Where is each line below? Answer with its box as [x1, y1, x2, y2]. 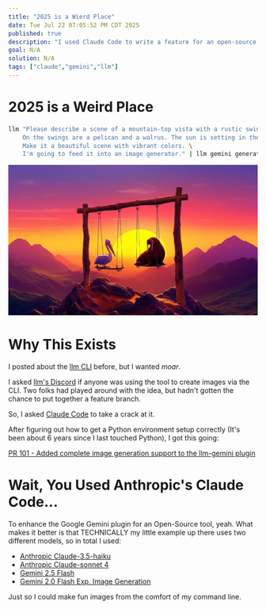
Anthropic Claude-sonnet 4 [19, 559, 109, 569]
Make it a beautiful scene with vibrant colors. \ [22, 142, 193, 150]
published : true [8, 29, 62, 37]
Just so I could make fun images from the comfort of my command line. [8, 592, 241, 601]
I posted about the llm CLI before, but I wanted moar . [8, 361, 181, 371]
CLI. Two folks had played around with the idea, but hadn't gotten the [8, 385, 234, 395]
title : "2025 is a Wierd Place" [8, 13, 115, 21]
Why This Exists [8, 336, 116, 354]
